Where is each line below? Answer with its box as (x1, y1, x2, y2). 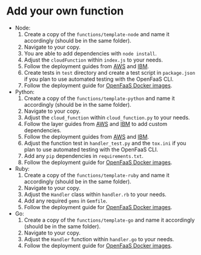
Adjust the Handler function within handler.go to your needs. (24, 235, 174, 242)
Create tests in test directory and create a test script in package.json (24, 69, 196, 76)
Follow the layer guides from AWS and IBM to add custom (24, 120, 168, 127)
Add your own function (6, 4, 124, 18)
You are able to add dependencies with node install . (24, 49, 157, 57)
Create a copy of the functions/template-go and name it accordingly (24, 216, 195, 224)
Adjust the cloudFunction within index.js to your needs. (24, 56, 163, 63)
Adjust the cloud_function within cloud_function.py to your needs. (24, 113, 190, 121)
